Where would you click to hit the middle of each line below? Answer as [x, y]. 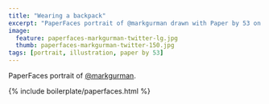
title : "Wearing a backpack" [57, 16]
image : [19, 30]
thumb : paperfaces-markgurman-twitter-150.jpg [95, 46]
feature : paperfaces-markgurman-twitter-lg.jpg [97, 38]
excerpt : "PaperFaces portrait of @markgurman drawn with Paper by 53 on [135, 23]
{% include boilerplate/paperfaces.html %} [79, 91]
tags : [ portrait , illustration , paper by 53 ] [86, 53]
